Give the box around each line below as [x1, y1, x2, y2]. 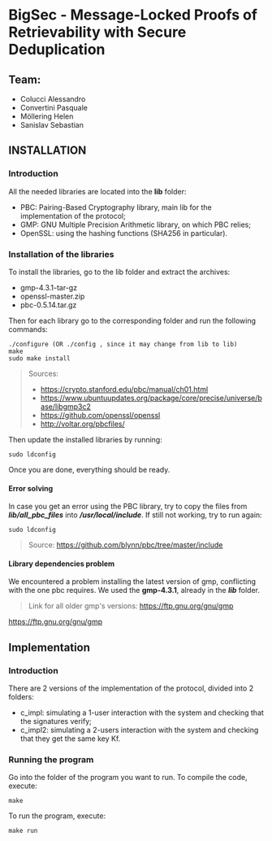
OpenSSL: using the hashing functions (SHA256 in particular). [19, 228, 228, 237]
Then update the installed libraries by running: [8, 434, 162, 444]
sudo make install [8, 354, 71, 363]
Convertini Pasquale [19, 103, 88, 112]
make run [8, 827, 38, 835]
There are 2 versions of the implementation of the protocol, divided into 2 [8, 683, 254, 693]
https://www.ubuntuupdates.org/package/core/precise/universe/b [40, 393, 262, 403]
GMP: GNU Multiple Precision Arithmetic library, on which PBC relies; [19, 220, 252, 229]
